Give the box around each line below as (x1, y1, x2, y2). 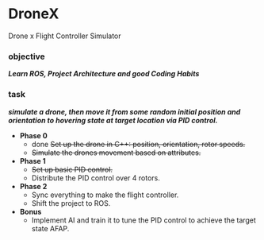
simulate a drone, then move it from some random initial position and (8, 106, 241, 116)
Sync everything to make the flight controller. (31, 190, 179, 199)
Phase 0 (19, 130, 48, 140)
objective (8, 51, 45, 62)
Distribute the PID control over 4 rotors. (31, 172, 160, 183)
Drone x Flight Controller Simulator (8, 31, 121, 41)
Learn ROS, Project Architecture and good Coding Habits (8, 69, 200, 79)
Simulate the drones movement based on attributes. (31, 148, 201, 157)
